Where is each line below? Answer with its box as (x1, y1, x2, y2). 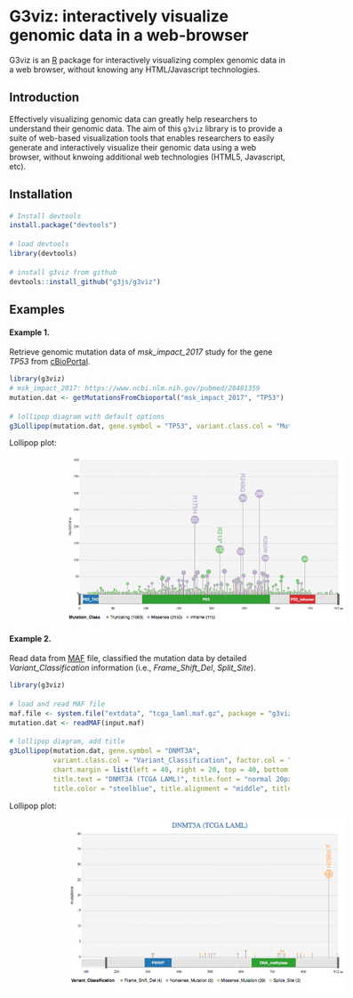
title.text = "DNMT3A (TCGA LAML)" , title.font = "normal (52, 774, 273, 783)
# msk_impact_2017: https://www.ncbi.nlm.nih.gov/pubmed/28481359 (9, 384, 261, 393)
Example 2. (9, 633, 52, 643)
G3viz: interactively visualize (9, 6, 229, 27)
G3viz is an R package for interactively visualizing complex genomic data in (9, 54, 286, 65)
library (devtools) (9, 250, 77, 258)
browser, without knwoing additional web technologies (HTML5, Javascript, (9, 151, 286, 162)
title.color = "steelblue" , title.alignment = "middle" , (52, 784, 269, 793)
